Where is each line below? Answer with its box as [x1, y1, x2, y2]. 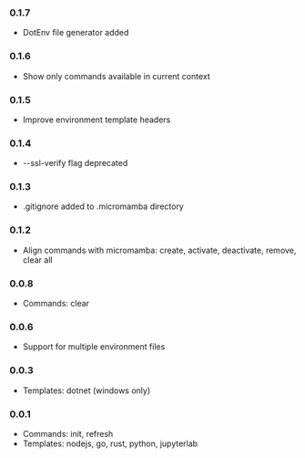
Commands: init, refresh [22, 428, 114, 439]
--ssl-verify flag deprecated [22, 158, 128, 169]
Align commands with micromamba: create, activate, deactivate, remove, [22, 245, 297, 255]
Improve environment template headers [22, 114, 171, 125]
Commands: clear [22, 298, 89, 309]
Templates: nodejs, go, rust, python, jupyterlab [22, 438, 198, 449]
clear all [22, 254, 53, 265]
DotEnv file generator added [22, 27, 129, 38]
